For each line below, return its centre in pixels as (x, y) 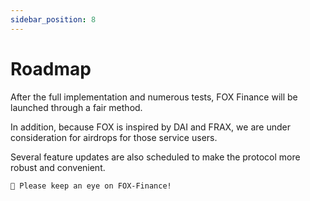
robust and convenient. (58, 167)
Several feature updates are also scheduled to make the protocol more (155, 157)
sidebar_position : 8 (53, 19)
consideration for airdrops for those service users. (114, 137)
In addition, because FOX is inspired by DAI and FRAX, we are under (150, 127)
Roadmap (51, 68)
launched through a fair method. (76, 107)
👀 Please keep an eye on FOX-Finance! (91, 186)
